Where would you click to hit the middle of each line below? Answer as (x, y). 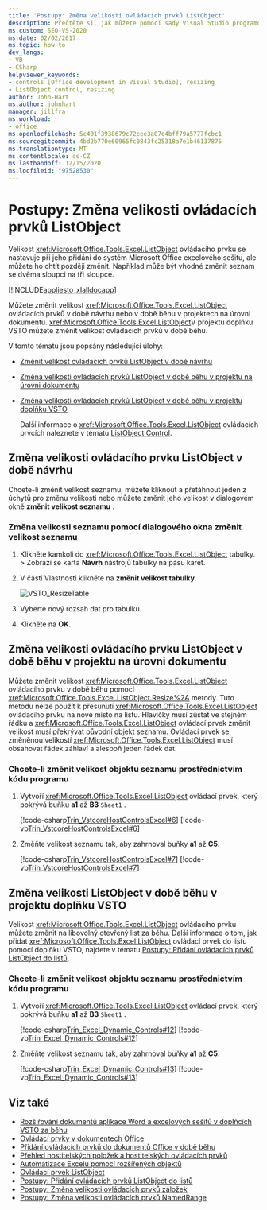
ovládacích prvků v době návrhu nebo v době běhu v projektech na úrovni (130, 313)
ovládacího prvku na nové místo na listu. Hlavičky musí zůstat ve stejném (128, 714)
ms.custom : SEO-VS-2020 (48, 30)
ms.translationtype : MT (48, 149)
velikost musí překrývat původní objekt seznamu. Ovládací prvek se (119, 731)
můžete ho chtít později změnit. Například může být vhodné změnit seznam (132, 266)
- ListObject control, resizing (62, 89)
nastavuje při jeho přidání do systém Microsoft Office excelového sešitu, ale (132, 257)
